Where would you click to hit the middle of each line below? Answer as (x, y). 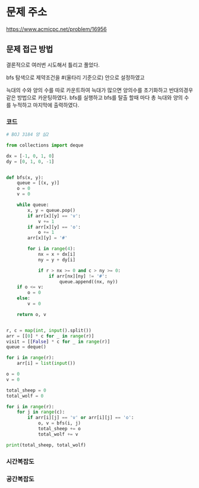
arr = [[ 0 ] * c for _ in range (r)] (50, 336)
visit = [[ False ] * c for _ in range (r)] (58, 342)
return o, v (31, 314)
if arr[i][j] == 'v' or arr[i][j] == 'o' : (81, 418)
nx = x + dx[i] (57, 254)
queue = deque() (26, 347)
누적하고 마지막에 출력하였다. (46, 105)
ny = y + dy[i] (57, 259)
